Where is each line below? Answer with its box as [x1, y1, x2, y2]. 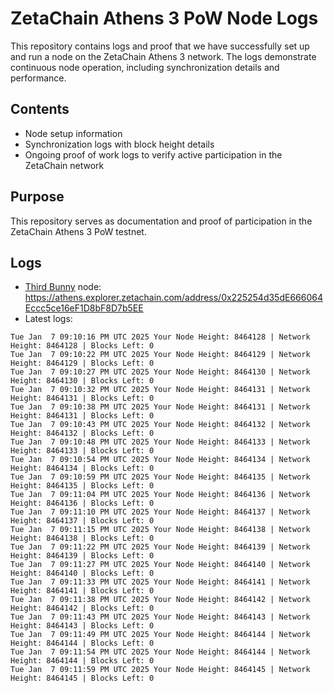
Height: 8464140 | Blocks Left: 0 [10, 568, 155, 579]
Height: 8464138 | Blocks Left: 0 [10, 533, 155, 544]
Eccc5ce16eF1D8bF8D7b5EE [24, 302, 144, 314]
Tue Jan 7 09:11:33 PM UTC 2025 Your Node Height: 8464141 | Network [10, 577, 311, 587]
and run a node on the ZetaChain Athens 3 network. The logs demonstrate [10, 50, 317, 62]
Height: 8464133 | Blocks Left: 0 [10, 446, 155, 456]
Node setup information [24, 127, 123, 139]
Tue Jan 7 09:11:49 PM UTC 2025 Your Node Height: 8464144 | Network [10, 630, 311, 640]
